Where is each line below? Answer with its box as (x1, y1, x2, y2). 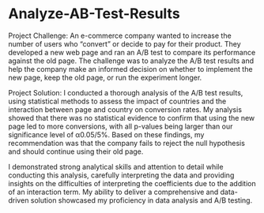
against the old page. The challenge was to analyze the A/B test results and (8, 56, 255, 65)
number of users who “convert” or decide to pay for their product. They (8, 39, 241, 48)
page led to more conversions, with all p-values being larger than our (8, 121, 233, 131)
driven (8, 195, 29, 205)
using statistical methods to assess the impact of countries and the (8, 96, 227, 106)
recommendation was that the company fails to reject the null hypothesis (8, 138, 245, 148)
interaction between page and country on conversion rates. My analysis (8, 104, 243, 114)
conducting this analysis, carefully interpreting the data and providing (8, 170, 235, 180)
